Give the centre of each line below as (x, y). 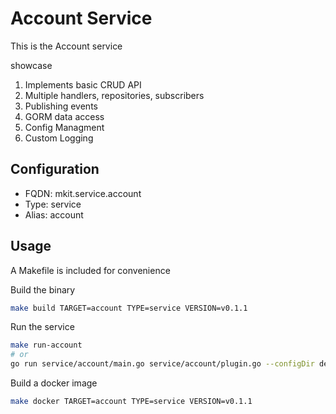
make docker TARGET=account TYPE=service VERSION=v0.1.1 (131, 402)
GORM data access (64, 116)
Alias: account (54, 214)
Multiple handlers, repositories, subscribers (114, 95)
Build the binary (43, 289)
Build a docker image (54, 383)
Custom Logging (59, 138)
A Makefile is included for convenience (90, 270)
